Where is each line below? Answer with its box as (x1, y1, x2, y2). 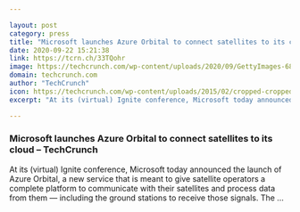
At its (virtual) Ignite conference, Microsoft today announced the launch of (9, 164, 282, 175)
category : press (9, 29, 70, 38)
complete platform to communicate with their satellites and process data (9, 183, 276, 193)
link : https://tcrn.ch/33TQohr (9, 54, 126, 63)
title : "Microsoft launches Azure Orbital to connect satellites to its (9, 37, 286, 46)
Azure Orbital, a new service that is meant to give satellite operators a (9, 173, 266, 183)
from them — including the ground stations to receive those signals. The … (9, 192, 284, 203)
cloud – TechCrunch (9, 143, 98, 156)
